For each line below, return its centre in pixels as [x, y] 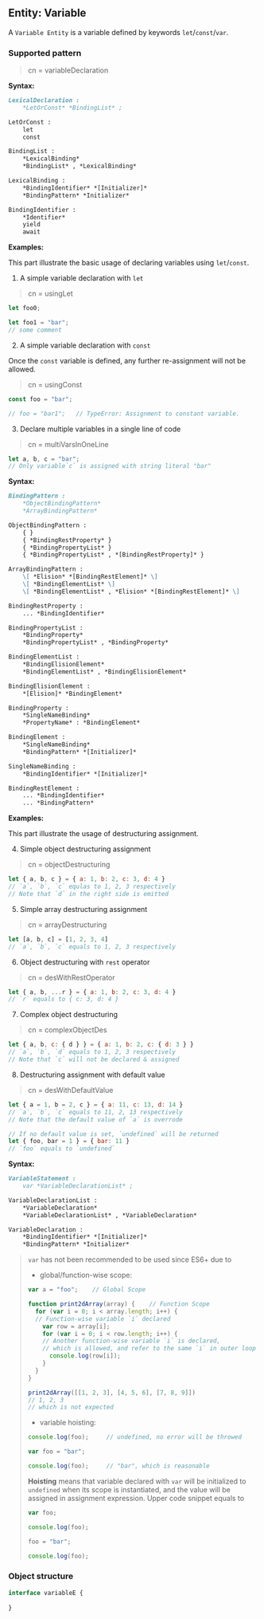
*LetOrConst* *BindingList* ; [73, 108]
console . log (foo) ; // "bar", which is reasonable [118, 1466]
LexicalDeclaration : [44, 100]
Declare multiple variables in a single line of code [100, 429]
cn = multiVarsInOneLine [68, 444]
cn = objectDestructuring [69, 865]
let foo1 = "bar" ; [39, 323]
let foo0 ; [25, 308]
